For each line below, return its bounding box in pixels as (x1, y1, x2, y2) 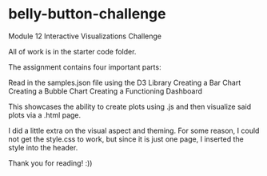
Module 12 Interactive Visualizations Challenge (8, 31, 162, 41)
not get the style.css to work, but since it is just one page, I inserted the (8, 134, 244, 144)
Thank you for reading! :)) (8, 158, 93, 168)
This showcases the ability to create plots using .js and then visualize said (8, 102, 252, 111)
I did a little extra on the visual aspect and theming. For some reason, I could (8, 126, 260, 135)
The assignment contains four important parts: (8, 62, 161, 72)
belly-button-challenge (8, 5, 166, 23)
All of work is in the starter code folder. (8, 46, 137, 56)
